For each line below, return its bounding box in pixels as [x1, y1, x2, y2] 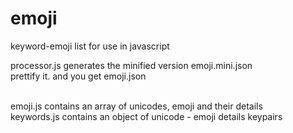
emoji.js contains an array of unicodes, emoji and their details [10, 100, 263, 112]
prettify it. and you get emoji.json [10, 70, 147, 82]
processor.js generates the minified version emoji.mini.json [10, 59, 253, 71]
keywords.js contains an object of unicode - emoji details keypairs [10, 110, 283, 122]
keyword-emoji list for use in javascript [10, 40, 170, 52]
